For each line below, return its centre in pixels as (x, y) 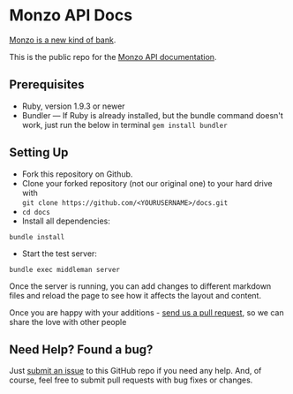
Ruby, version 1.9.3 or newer (73, 106)
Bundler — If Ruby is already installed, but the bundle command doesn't (153, 115)
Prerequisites (47, 85)
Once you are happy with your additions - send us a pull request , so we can (146, 312)
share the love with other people (68, 322)
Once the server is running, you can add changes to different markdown (140, 286)
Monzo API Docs (71, 15)
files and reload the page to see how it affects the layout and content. (135, 295)
